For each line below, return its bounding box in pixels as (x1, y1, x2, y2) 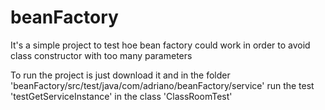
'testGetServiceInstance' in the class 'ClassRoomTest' (10, 90, 233, 102)
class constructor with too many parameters (10, 49, 193, 61)
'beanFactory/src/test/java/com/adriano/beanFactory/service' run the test (10, 79, 315, 91)
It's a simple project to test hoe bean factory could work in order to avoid (10, 39, 311, 51)
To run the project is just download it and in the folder (10, 69, 231, 81)
